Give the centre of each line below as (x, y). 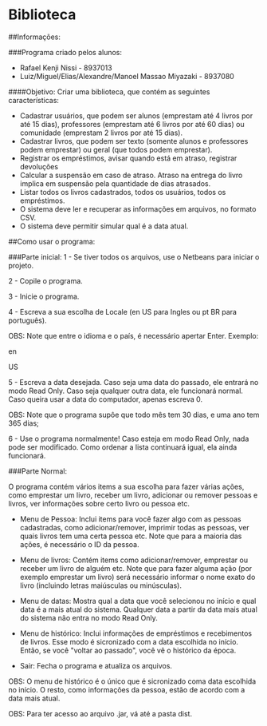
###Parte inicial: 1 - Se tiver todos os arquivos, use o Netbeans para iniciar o (134, 256)
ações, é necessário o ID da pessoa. (79, 544)
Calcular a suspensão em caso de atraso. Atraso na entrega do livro (131, 175)
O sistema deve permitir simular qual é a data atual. (104, 226)
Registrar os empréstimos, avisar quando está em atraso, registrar (128, 158)
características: (34, 100)
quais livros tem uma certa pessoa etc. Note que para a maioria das (131, 536)
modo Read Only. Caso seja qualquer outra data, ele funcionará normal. (126, 391)
